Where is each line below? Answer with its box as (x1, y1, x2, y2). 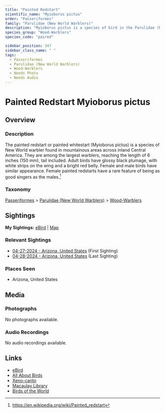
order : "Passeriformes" (5, 16, 54, 21)
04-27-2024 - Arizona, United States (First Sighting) (12, 248, 118, 254)
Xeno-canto (12, 377, 37, 383)
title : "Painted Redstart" (5, 7, 60, 12)
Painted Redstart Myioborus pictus (5, 97, 151, 108)
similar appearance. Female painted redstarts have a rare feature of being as (5, 168, 160, 174)
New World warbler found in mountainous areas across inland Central (5, 147, 146, 153)
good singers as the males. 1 (5, 173, 61, 180)
